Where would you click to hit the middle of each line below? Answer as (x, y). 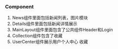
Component (20, 7)
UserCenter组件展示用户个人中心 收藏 (50, 42)
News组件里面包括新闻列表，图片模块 (50, 18)
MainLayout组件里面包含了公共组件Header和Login (62, 30)
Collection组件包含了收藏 (37, 36)
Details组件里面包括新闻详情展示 (45, 24)
